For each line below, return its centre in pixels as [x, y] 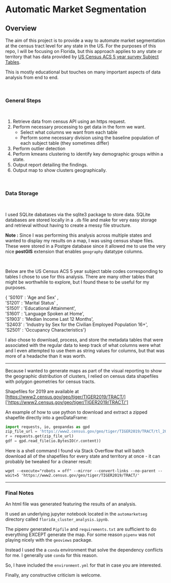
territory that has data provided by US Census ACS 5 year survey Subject [82, 57]
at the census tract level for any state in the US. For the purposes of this [81, 46]
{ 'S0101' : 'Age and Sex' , [32, 297]
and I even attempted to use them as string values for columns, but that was [85, 350]
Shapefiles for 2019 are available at [42, 391]
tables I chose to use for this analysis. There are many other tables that [80, 276]
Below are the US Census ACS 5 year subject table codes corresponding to [84, 271]
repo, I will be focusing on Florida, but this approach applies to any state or [84, 51]
